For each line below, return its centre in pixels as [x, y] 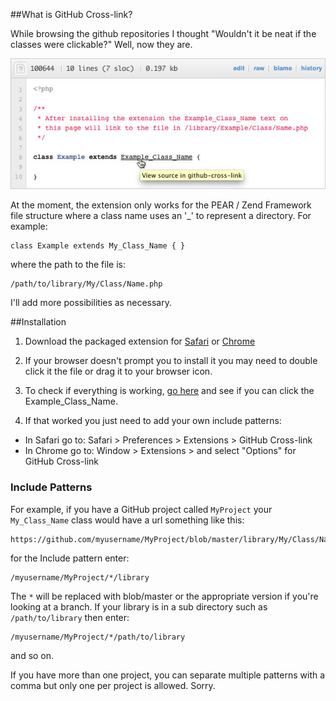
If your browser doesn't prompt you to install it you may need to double [171, 361]
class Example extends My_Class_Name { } [98, 246]
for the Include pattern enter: [70, 558]
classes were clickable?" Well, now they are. [101, 44]
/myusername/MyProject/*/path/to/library [98, 637]
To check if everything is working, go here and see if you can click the [169, 391]
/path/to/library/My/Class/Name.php [86, 284]
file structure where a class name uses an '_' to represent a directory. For [161, 216]
